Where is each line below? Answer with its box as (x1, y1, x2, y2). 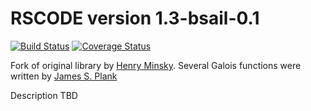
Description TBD (10, 89, 78, 101)
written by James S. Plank (10, 70, 118, 82)
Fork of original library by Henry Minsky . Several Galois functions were (10, 59, 302, 71)
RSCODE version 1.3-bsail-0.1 (10, 7, 260, 30)
